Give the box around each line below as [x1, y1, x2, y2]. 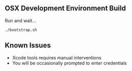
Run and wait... [5, 17, 36, 23]
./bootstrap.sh [5, 27, 37, 32]
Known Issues [5, 41, 51, 50]
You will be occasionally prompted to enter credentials [12, 60, 127, 66]
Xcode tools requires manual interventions [12, 54, 102, 60]
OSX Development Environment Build [5, 4, 126, 13]
